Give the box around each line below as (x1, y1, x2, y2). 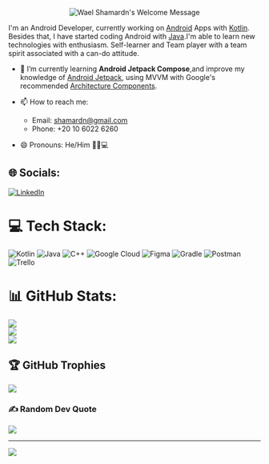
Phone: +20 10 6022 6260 (31, 124, 118, 134)
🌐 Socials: (8, 166, 61, 180)
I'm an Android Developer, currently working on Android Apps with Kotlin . (8, 23, 250, 32)
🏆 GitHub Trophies (8, 358, 106, 372)
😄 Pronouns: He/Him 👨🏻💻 (19, 140, 109, 150)
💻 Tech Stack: (8, 217, 107, 235)
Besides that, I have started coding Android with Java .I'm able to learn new (8, 32, 255, 41)
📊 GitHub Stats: (8, 286, 118, 305)
